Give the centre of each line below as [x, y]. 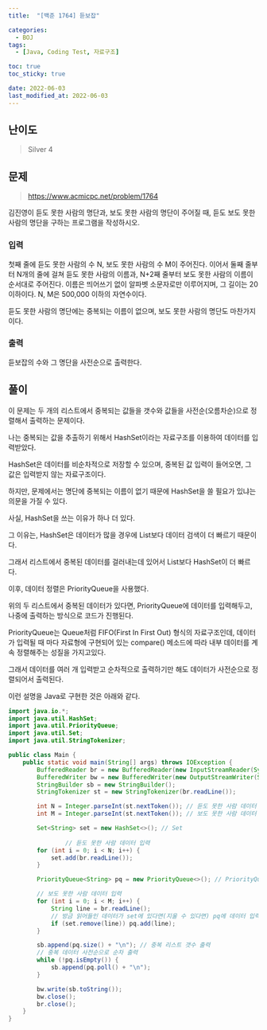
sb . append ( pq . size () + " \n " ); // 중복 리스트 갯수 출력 [124, 945]
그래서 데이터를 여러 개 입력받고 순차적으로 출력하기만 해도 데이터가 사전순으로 [129, 669]
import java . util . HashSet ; [53, 718]
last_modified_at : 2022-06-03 [58, 96]
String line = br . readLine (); [101, 908]
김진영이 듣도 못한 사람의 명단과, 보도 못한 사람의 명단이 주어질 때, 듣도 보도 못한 [132, 213]
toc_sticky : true [37, 74]
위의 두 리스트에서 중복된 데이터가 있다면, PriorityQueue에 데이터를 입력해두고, [130, 605]
